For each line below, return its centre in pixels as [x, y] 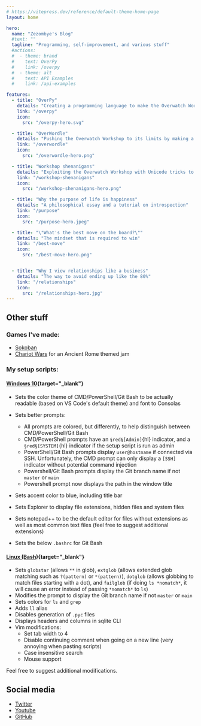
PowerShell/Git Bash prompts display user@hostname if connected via [108, 452]
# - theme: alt [32, 72]
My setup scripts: [32, 369]
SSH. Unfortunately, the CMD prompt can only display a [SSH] [100, 458]
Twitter [24, 704]
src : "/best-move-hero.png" [57, 255]
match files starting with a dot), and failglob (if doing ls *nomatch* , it [101, 583]
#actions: [24, 51]
